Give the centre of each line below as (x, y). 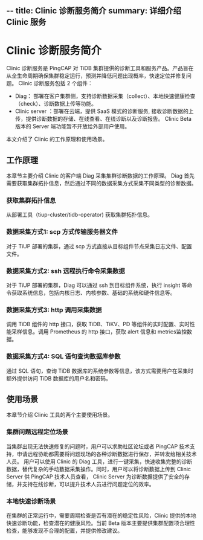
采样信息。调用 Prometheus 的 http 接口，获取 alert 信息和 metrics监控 (99, 332)
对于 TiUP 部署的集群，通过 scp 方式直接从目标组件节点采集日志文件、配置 (99, 246)
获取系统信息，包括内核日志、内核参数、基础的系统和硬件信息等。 (93, 293)
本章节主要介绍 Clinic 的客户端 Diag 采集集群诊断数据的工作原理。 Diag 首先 (101, 176)
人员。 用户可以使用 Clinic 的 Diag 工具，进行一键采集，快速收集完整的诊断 (99, 461)
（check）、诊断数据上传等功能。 (56, 104)
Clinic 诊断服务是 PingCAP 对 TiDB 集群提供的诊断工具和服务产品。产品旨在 (100, 68)
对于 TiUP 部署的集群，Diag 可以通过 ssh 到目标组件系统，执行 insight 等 (97, 285)
